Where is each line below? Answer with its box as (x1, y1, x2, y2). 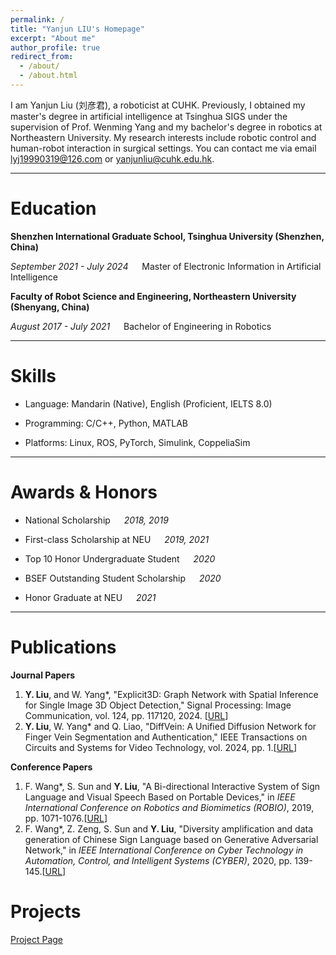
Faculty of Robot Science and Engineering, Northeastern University (10, 290, 297, 302)
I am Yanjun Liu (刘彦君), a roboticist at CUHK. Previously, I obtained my (10, 99, 306, 111)
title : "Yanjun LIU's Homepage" (10, 24, 145, 34)
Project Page (10, 933, 63, 945)
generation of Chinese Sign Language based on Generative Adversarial (24, 833, 319, 845)
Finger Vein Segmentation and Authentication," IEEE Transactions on (24, 731, 308, 743)
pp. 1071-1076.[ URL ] (24, 812, 108, 824)
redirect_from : (10, 52, 74, 62)
